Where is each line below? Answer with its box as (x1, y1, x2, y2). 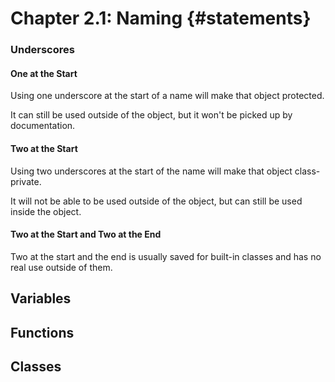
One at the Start (10, 67, 78, 79)
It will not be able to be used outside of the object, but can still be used (10, 195, 303, 207)
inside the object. (10, 205, 82, 217)
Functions (10, 324, 75, 341)
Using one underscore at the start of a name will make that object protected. (10, 90, 325, 102)
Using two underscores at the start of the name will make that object (10, 165, 293, 177)
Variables (10, 290, 72, 307)
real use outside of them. (10, 261, 113, 273)
